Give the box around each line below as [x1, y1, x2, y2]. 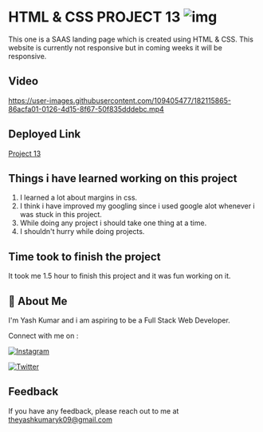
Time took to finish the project [8, 250, 161, 264]
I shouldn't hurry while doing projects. [19, 227, 145, 236]
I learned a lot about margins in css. [19, 192, 138, 203]
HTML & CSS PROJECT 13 [8, 8, 181, 26]
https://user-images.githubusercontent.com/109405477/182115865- [8, 96, 231, 105]
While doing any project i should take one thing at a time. [19, 218, 207, 228]
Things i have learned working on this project [8, 172, 237, 185]
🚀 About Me [8, 294, 68, 307]
